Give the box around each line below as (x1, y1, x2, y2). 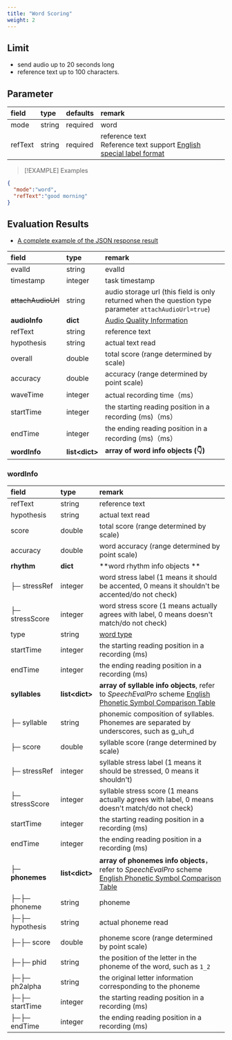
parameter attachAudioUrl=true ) (104, 304, 211, 314)
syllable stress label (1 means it (99, 757, 202, 767)
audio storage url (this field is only (104, 287, 215, 297)
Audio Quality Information (104, 316, 188, 325)
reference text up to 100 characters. (17, 68, 119, 76)
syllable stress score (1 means (99, 786, 199, 796)
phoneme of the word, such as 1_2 (99, 961, 211, 971)
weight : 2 (7, 17, 36, 24)
